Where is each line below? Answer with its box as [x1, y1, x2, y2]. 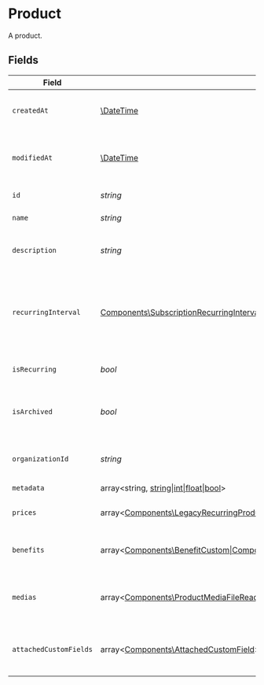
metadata [12, 483, 45, 493]
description [12, 246, 57, 254]
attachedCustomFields [12, 645, 93, 654]
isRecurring [12, 365, 57, 374]
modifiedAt [12, 153, 53, 162]
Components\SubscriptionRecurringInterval [100, 306, 262, 317]
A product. [8, 31, 43, 40]
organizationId [12, 454, 69, 463]
